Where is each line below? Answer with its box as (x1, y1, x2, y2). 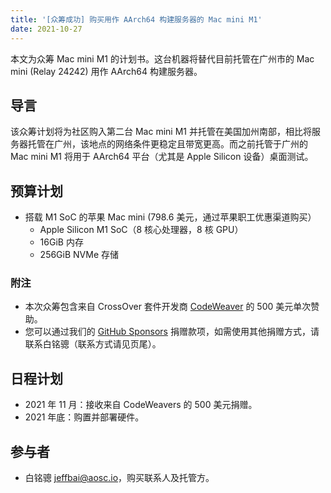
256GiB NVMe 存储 (39, 249, 120, 261)
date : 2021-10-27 (10, 24, 83, 34)
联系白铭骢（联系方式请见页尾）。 (24, 338, 162, 350)
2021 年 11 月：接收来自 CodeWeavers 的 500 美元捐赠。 (24, 399, 258, 411)
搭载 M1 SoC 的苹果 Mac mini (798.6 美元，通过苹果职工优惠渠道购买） (24, 211, 317, 223)
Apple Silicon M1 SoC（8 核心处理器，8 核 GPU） (39, 224, 244, 236)
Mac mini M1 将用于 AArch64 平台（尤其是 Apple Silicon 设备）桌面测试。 (10, 151, 314, 163)
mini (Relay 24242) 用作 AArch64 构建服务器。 (10, 65, 203, 77)
